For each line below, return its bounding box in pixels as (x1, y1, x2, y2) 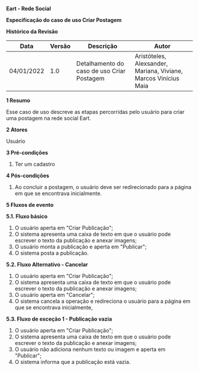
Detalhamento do (76, 59, 124, 68)
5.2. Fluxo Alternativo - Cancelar (6, 261, 88, 268)
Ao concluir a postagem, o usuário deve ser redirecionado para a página (14, 184, 191, 190)
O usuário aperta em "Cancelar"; (14, 292, 95, 298)
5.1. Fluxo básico (6, 213, 48, 220)
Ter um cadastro (14, 161, 55, 168)
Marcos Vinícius (134, 74, 179, 82)
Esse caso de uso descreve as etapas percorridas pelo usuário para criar (6, 108, 185, 115)
